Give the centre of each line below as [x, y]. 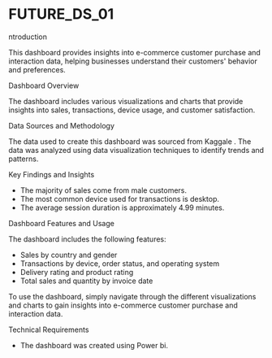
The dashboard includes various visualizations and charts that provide [126, 101]
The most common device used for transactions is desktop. [119, 199]
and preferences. [37, 69]
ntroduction [28, 37]
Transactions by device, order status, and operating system [120, 263]
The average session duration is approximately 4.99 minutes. [122, 207]
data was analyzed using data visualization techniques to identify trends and [136, 150]
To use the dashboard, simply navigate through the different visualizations [132, 296]
